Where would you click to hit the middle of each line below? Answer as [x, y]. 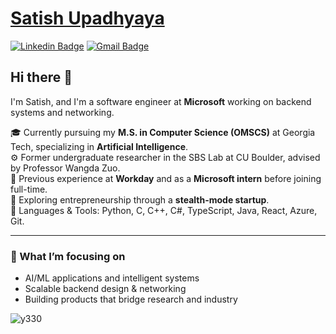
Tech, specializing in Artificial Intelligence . [99, 146]
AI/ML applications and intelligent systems [112, 278]
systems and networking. [62, 112]
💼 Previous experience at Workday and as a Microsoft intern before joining [166, 178]
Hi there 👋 [41, 77]
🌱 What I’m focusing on [68, 256]
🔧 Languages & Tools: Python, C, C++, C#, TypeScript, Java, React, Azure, [164, 210]
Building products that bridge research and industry [131, 299]
